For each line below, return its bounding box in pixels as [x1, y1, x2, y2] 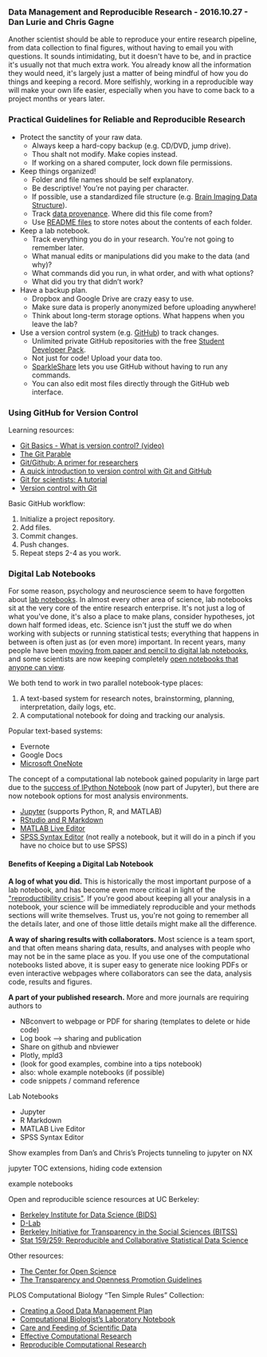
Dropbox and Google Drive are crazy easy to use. [31, 293, 194, 303]
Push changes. [19, 539, 69, 549]
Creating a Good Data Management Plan [19, 1306, 153, 1315]
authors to [8, 1001, 42, 1011]
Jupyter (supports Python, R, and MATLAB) [19, 807, 162, 816]
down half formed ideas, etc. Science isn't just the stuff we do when [8, 621, 233, 630]
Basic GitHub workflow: [8, 498, 86, 508]
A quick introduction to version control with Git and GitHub [19, 466, 212, 476]
